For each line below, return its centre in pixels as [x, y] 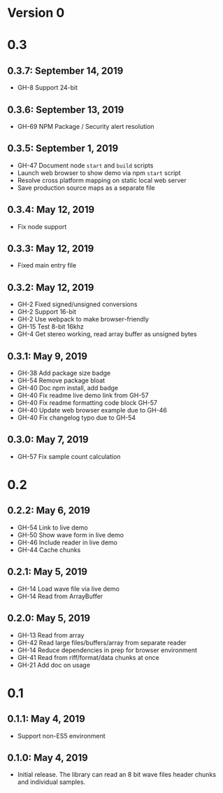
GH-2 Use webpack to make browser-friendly [83, 319]
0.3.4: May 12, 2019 [51, 210]
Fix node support [42, 226]
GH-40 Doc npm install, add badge [68, 388]
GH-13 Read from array [51, 635]
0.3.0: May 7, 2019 [48, 440]
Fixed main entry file [47, 266]
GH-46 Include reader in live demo [67, 542]
